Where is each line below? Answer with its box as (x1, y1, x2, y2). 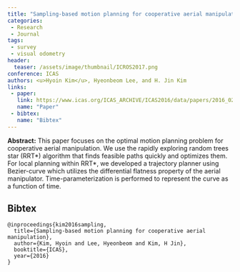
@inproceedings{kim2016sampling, (7, 221, 107, 228)
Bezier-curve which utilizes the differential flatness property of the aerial (7, 166, 221, 175)
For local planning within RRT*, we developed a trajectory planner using (7, 158, 219, 168)
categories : (7, 17, 43, 24)
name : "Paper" (16, 104, 59, 111)
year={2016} (14, 253, 50, 260)
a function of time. (7, 181, 62, 190)
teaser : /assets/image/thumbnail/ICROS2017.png (14, 64, 159, 71)
